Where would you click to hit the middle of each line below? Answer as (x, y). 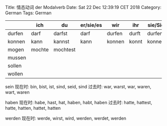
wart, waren (17, 92)
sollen (15, 66)
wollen (15, 74)
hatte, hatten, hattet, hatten (33, 108)
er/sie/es (91, 25)
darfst (61, 33)
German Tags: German (28, 13)
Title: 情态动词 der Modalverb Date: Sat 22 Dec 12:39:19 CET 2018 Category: (83, 7)
